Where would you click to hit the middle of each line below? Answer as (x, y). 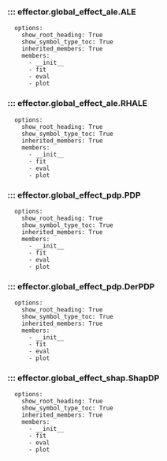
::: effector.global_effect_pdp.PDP (74, 195)
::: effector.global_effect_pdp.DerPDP (81, 286)
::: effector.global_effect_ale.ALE (72, 12)
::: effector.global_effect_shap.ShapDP (83, 378)
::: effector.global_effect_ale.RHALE (78, 104)
